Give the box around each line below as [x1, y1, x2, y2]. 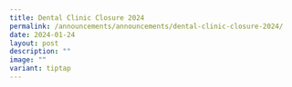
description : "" [9, 47, 71, 56]
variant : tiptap [9, 64, 71, 73]
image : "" [9, 55, 47, 64]
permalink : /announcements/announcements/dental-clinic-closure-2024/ [9, 22, 284, 31]
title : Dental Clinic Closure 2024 [9, 13, 145, 23]
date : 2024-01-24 [9, 30, 76, 39]
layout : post [9, 38, 59, 48]
